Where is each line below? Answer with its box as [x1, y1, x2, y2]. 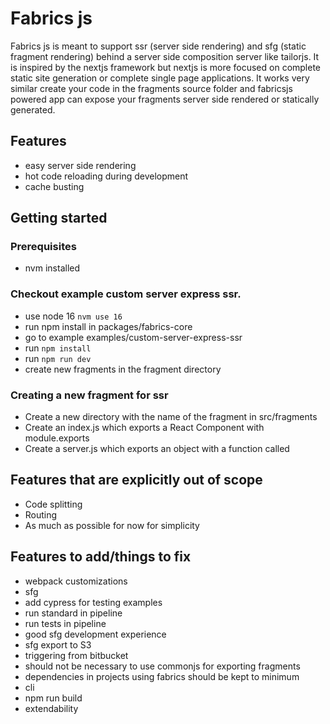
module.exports [24, 432, 90, 444]
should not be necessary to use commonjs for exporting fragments [24, 660, 301, 672]
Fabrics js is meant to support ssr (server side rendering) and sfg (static [10, 40, 307, 52]
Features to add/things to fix [10, 548, 192, 566]
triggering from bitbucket [24, 649, 129, 661]
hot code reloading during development [24, 170, 189, 182]
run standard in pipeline [24, 607, 123, 619]
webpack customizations [24, 575, 128, 587]
